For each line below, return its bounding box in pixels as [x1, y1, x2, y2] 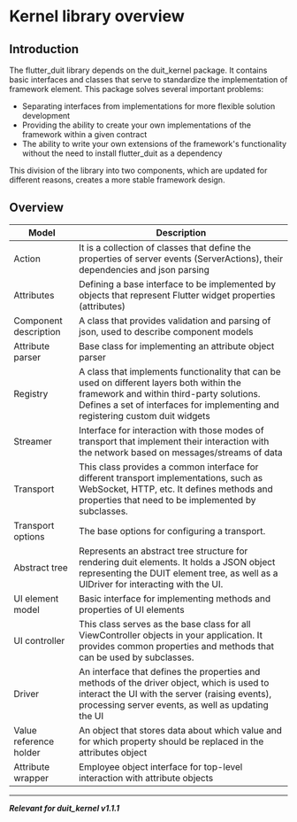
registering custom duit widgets [78, 409, 210, 422]
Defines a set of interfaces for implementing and [78, 399, 280, 411]
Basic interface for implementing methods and [78, 592, 271, 604]
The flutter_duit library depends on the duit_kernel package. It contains [9, 65, 268, 75]
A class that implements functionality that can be [78, 365, 281, 377]
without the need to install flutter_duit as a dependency [21, 148, 223, 159]
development [21, 111, 71, 120]
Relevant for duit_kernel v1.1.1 [9, 803, 120, 813]
